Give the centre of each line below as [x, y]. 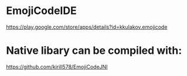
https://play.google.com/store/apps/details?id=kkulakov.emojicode [87, 27]
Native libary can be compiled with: [94, 51]
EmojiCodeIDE [42, 11]
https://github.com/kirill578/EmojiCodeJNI [57, 67]
